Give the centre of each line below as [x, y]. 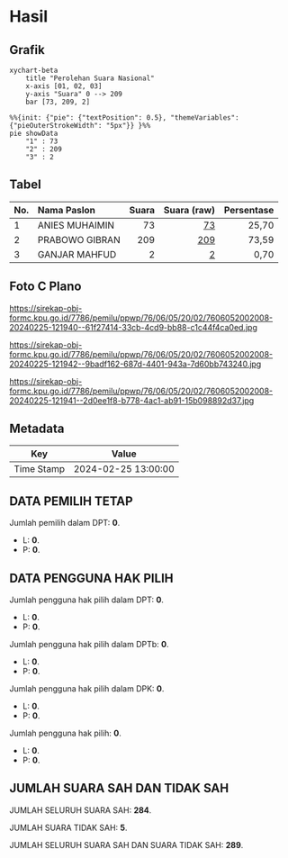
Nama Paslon [67, 210]
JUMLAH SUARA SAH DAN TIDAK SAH [119, 788]
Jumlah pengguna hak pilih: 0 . [65, 733]
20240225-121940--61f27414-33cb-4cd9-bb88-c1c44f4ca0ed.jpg [134, 327]
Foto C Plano [45, 287]
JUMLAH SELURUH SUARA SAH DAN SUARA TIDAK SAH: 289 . [126, 844]
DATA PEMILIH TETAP [71, 501]
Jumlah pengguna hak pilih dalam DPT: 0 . [87, 600]
